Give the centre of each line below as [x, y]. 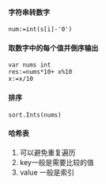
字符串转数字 [29, 12]
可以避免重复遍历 [47, 152]
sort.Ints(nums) [35, 115]
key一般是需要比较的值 [57, 162]
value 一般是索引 [47, 172]
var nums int [30, 65]
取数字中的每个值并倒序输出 [53, 48]
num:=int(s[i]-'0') [40, 29]
